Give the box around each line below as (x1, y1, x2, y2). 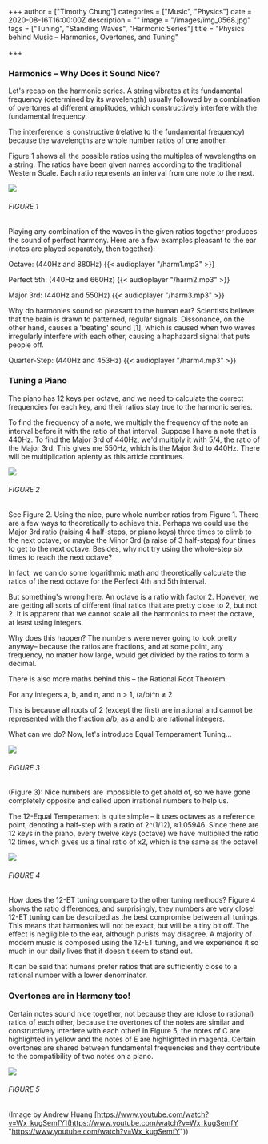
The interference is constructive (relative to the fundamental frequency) (8, 127, 246, 137)
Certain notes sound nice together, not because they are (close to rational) (8, 1009, 254, 1018)
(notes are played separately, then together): (8, 244, 156, 253)
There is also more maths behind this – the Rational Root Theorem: (8, 674, 228, 684)
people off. (8, 340, 44, 350)
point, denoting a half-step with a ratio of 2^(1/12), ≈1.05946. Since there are (8, 820, 259, 830)
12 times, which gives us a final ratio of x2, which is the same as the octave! (8, 837, 258, 847)
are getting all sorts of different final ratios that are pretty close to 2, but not (8, 600, 258, 610)
